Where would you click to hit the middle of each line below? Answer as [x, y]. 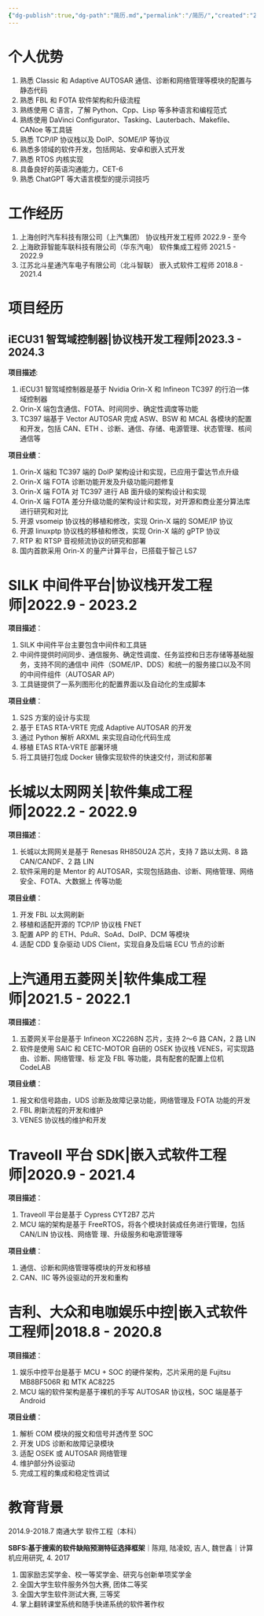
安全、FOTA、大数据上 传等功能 [71, 881]
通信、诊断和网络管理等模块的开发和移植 [85, 1268]
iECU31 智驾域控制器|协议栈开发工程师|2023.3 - [125, 340]
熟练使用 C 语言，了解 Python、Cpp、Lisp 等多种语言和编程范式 [123, 110]
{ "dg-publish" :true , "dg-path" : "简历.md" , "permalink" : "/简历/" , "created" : [129, 15]
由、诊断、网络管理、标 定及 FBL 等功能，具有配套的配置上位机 [121, 1059]
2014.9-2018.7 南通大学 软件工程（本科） [75, 1531]
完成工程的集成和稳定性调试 [64, 1473]
